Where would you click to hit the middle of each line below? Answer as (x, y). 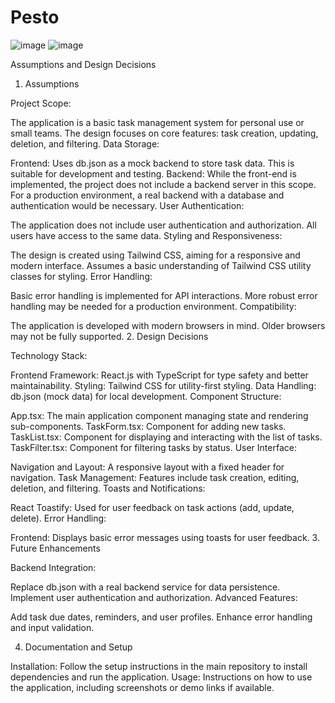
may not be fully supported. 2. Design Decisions (109, 336)
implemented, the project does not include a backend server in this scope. (163, 184)
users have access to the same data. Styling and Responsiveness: (146, 235)
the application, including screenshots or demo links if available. (142, 687)
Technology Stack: (49, 355)
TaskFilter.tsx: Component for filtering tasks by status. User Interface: (153, 447)
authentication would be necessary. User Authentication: (127, 205)
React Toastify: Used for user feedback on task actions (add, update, (152, 507)
